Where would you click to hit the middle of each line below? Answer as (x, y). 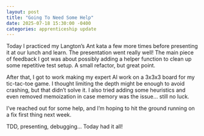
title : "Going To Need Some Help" (50, 18)
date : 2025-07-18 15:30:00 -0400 (49, 23)
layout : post (23, 12)
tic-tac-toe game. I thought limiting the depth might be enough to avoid (96, 84)
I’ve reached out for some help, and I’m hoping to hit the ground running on (100, 108)
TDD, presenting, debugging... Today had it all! (65, 127)
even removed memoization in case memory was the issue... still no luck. (98, 97)
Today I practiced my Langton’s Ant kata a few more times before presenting (102, 46)
